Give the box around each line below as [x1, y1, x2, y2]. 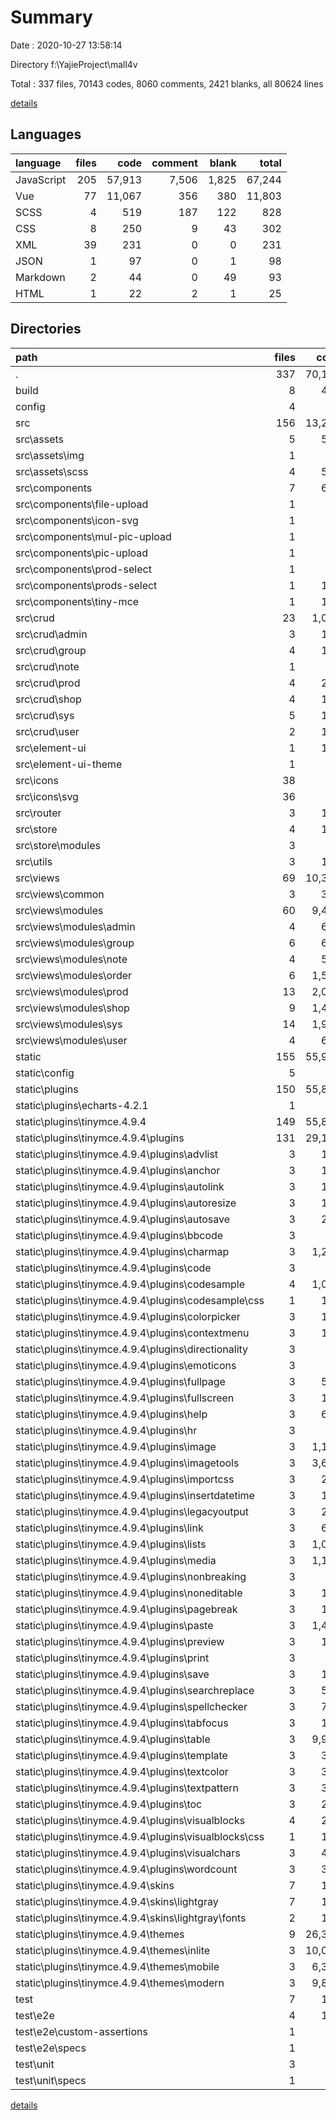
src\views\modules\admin [15, 919, 136, 933]
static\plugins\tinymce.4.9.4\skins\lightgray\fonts [15, 1911, 247, 1925]
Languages [10, 126, 82, 143]
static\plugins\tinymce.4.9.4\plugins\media [15, 1553, 217, 1567]
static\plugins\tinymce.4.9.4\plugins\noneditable [15, 1586, 243, 1600]
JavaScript [15, 172, 67, 186]
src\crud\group [15, 643, 87, 657]
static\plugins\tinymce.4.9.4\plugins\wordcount [15, 1862, 238, 1876]
